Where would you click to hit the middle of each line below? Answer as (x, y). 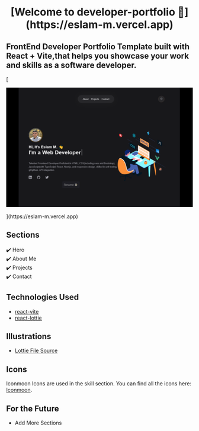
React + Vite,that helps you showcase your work (98, 56)
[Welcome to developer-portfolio (93, 12)
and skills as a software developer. (71, 65)
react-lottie (28, 318)
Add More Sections (38, 423)
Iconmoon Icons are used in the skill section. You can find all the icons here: (99, 384)
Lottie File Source (36, 351)
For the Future (33, 408)
